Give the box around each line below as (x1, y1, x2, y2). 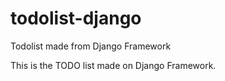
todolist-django (10, 7, 142, 30)
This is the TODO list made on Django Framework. (10, 59, 217, 71)
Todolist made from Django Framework (10, 40, 172, 52)
